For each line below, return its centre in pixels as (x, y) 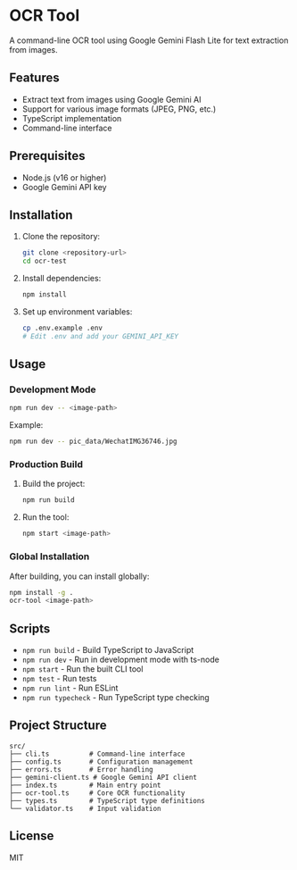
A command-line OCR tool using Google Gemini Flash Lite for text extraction (149, 40)
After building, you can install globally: (79, 576)
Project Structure (58, 726)
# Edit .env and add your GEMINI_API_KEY (100, 336)
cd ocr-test (44, 261)
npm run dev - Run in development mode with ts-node (121, 660)
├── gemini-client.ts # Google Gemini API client (103, 777)
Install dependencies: (62, 279)
